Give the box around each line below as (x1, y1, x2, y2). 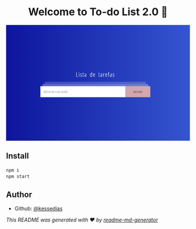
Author (6, 190, 32, 199)
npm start (6, 174, 30, 179)
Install (6, 151, 29, 161)
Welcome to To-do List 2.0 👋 (28, 5, 168, 19)
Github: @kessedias (14, 205, 63, 212)
